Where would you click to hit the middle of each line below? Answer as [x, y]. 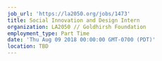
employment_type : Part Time [49, 33]
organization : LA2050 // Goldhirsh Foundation [77, 27]
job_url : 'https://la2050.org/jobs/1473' [69, 14]
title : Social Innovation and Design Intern [74, 20]
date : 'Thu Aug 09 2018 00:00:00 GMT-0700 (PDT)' [82, 40]
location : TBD [28, 46]
